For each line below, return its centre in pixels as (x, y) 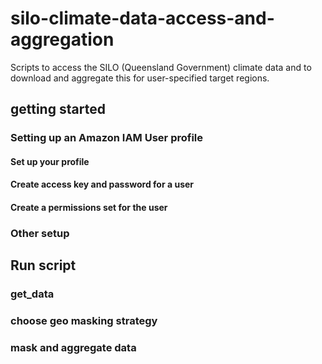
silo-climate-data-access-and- (142, 18)
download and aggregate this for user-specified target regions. (140, 78)
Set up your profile (50, 161)
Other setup (40, 233)
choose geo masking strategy (84, 321)
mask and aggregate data (73, 348)
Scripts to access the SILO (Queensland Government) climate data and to (161, 67)
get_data (32, 294)
